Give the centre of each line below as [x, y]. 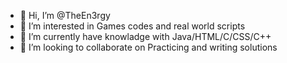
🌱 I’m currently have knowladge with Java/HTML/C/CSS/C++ [145, 36]
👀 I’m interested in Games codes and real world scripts [132, 26]
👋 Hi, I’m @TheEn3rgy [65, 15]
